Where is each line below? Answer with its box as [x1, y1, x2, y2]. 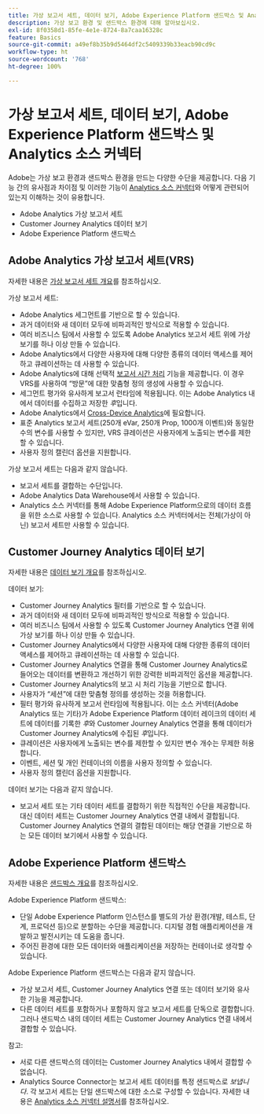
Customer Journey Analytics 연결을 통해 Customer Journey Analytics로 [19, 660, 248, 669]
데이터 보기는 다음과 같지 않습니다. [8, 785, 113, 794]
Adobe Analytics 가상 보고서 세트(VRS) [8, 254, 195, 267]
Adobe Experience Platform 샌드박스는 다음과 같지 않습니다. [8, 968, 196, 977]
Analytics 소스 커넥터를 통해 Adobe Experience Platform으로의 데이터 [19, 500, 237, 509]
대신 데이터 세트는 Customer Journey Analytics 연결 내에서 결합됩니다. [19, 811, 240, 821]
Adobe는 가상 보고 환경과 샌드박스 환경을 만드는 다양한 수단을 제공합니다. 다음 [8, 172, 247, 182]
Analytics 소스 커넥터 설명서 [34, 1097, 122, 1106]
